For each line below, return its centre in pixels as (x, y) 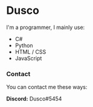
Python (24, 45)
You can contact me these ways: (47, 87)
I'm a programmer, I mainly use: (46, 27)
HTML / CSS (30, 51)
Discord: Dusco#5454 (34, 99)
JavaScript (28, 58)
